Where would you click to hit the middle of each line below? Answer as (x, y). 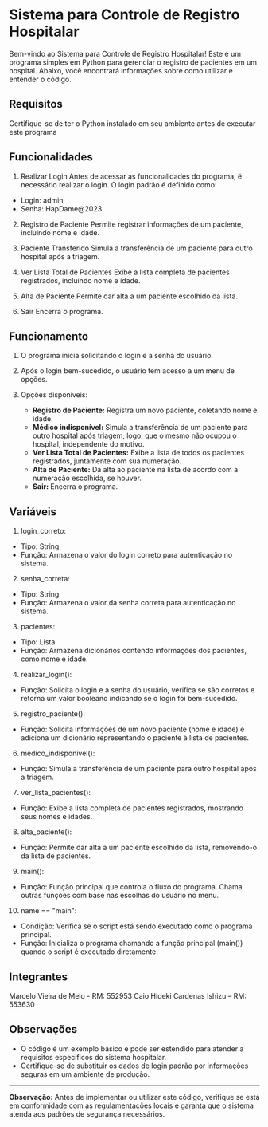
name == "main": (49, 911)
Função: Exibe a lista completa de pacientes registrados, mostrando (132, 808)
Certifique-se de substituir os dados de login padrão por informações (134, 1066)
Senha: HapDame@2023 (61, 208)
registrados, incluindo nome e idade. (81, 280)
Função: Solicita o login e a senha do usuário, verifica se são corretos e (138, 690)
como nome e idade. (54, 659)
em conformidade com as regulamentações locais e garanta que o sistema (131, 1105)
